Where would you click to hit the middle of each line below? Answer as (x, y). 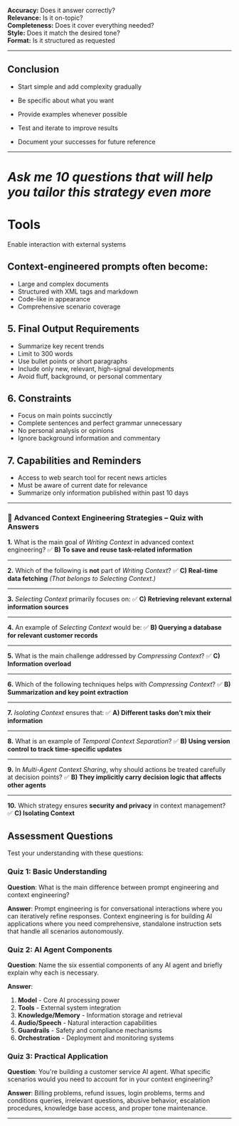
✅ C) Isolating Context (41, 813)
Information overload (39, 664)
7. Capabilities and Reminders (74, 460)
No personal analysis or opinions (66, 431)
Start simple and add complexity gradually (80, 86)
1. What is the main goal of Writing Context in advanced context (101, 542)
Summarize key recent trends (61, 346)
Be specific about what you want (66, 100)
